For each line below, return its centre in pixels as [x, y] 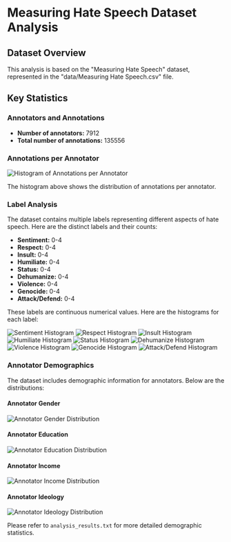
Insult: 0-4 [33, 255]
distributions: [26, 388]
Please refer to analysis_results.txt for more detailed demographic [104, 525]
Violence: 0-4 [37, 284]
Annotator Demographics [51, 365]
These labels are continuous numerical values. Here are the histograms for [113, 312]
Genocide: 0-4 [39, 292]
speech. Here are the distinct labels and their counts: [82, 227]
